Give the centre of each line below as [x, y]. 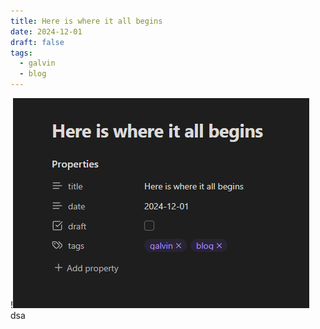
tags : [21, 53]
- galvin [37, 63]
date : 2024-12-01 [46, 31]
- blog [33, 74]
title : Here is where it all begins [86, 21]
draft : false [37, 42]
